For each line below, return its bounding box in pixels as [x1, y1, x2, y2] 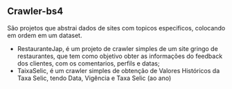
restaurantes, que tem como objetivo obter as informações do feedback [17, 52, 223, 60]
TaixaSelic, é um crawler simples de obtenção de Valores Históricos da [17, 66, 220, 75]
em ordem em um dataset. [7, 31, 82, 39]
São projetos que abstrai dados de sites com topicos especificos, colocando [7, 23, 226, 32]
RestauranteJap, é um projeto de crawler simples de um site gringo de [17, 44, 218, 52]
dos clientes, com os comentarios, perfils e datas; [17, 59, 160, 68]
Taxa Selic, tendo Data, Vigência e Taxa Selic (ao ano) [17, 74, 172, 82]
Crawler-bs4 [7, 6, 64, 17]
